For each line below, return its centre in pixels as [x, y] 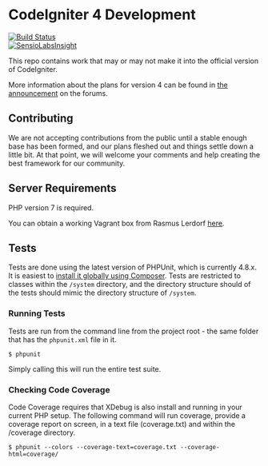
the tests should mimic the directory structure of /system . [102, 293]
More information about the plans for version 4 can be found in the [118, 85]
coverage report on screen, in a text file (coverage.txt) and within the [122, 424]
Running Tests [37, 313]
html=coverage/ [34, 454]
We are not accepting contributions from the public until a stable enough [128, 137]
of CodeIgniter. [33, 69]
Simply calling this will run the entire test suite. [85, 368]
